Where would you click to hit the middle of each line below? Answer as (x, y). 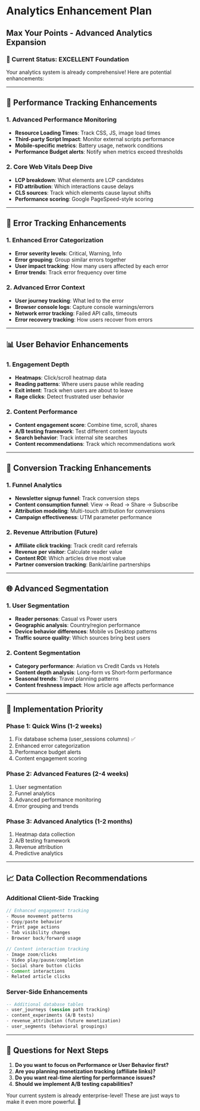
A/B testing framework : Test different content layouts (81, 431)
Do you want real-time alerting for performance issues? (85, 1077)
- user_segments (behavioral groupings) (57, 1026)
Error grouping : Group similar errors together (70, 260)
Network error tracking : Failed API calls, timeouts (76, 313)
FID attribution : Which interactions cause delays (74, 186)
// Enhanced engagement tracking (48, 910)
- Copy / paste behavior (34, 922)
